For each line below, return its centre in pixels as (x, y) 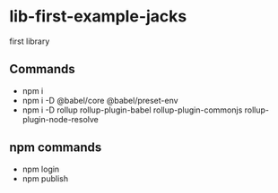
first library (30, 41)
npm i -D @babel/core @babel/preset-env (100, 100)
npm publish (45, 178)
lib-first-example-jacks (98, 17)
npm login (41, 169)
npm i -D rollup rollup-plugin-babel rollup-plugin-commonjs (132, 110)
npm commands (56, 148)
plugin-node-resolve (60, 119)
